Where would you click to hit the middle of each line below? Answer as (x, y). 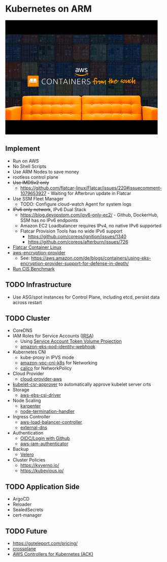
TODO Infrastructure (39, 285)
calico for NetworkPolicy (46, 368)
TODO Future (26, 531)
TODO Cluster (28, 318)
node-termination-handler (47, 411)
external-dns (34, 427)
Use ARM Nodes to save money (46, 172)
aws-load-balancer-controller (51, 422)
